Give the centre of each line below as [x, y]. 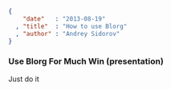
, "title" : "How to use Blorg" [71, 26]
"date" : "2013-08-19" [64, 19]
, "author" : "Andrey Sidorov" [68, 33]
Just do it [24, 79]
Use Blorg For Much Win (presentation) [86, 61]
